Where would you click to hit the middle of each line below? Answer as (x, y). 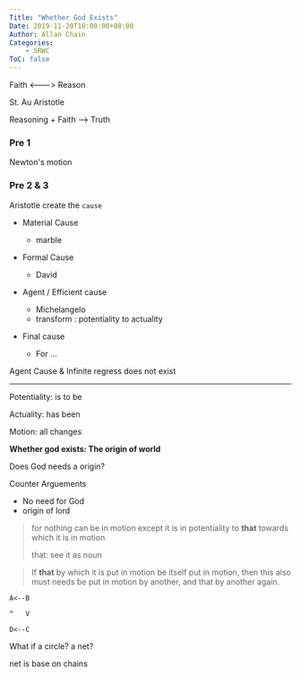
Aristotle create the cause (56, 205)
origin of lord (46, 510)
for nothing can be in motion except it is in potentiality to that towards (160, 528)
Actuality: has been (45, 414)
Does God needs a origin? (57, 466)
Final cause (43, 336)
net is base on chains (48, 663)
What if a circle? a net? (52, 646)
